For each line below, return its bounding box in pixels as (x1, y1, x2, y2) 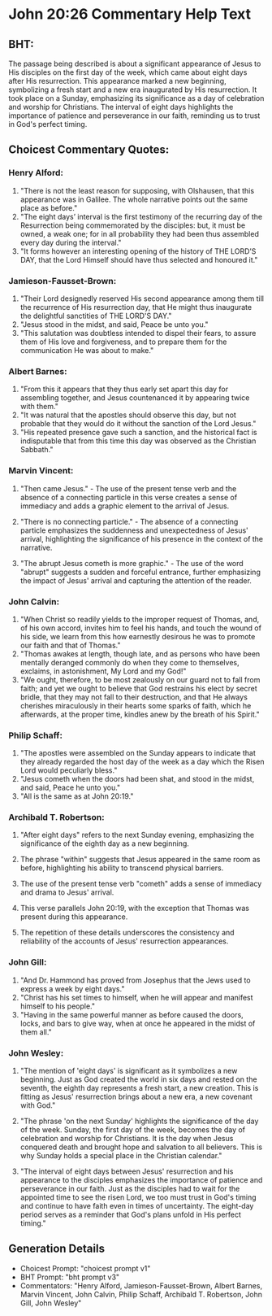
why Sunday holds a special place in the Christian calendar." (19, 1151, 222, 1161)
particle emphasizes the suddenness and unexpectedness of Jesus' (19, 525, 249, 535)
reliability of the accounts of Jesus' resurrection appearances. (19, 936, 229, 946)
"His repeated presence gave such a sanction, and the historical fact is (19, 428, 257, 438)
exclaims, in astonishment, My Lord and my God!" (19, 666, 187, 676)
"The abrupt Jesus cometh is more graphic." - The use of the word (19, 558, 244, 568)
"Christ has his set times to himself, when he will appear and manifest (19, 992, 253, 1002)
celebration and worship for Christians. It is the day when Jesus (19, 1134, 234, 1144)
